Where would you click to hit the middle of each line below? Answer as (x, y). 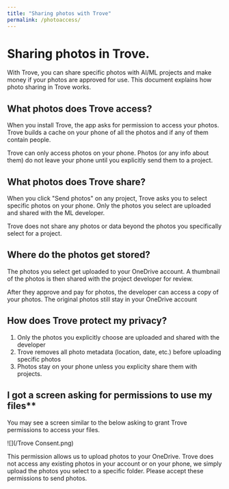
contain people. (29, 140)
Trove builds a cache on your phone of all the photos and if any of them (108, 133)
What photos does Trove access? (80, 109)
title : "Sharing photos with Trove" (59, 13)
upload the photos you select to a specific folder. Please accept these (105, 471)
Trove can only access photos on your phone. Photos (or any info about (108, 153)
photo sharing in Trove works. (49, 87)
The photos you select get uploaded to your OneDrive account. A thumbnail (113, 271)
